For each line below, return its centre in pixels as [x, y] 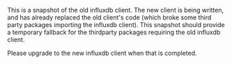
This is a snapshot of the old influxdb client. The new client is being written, [116, 10]
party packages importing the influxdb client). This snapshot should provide [116, 25]
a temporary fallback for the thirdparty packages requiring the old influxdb [114, 32]
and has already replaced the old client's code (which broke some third [109, 17]
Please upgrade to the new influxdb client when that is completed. [102, 53]
